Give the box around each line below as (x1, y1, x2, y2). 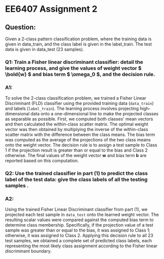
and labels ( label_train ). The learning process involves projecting (5, 105, 139, 111)
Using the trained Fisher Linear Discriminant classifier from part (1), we (5, 207, 148, 212)
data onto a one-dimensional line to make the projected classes (30, 111, 159, 117)
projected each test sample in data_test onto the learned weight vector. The (5, 212, 159, 218)
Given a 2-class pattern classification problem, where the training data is (5, 36, 152, 42)
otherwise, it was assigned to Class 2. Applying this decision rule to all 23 (5, 233, 153, 238)
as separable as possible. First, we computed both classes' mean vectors (5, 116, 153, 122)
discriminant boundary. (5, 248, 52, 254)
